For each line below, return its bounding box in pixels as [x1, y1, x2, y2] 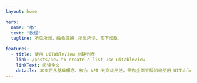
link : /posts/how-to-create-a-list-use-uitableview [16, 57, 145, 63]
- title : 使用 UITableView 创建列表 [11, 51, 95, 57]
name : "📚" [11, 25, 37, 30]
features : [5, 46, 30, 52]
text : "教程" [11, 30, 41, 36]
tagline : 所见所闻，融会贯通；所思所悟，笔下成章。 [11, 36, 122, 41]
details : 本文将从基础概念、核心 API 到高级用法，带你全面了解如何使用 [16, 68, 171, 74]
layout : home [5, 8, 38, 15]
